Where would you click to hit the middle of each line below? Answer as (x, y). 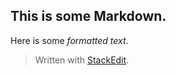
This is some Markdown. (88, 16)
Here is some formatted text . (69, 40)
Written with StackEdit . (82, 60)
